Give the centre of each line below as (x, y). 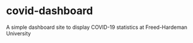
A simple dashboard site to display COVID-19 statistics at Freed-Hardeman (97, 27)
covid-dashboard (50, 11)
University (19, 33)
